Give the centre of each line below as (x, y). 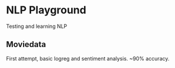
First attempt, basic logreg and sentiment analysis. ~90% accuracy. (88, 58)
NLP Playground (46, 10)
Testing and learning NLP (37, 26)
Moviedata (26, 44)
